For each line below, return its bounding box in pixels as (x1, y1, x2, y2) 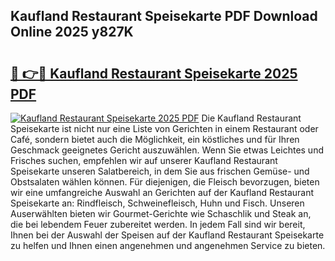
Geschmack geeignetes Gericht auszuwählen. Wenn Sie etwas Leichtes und (10, 144, 324, 156)
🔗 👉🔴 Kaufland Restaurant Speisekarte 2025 (10, 65, 298, 82)
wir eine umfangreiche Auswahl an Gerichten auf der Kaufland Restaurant (10, 187, 315, 198)
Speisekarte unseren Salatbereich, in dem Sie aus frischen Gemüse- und (10, 165, 310, 177)
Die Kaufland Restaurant (201, 112, 302, 124)
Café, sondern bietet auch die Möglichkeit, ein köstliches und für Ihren (10, 134, 300, 145)
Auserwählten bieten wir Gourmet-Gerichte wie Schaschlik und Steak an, (10, 208, 312, 219)
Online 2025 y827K (10, 24, 134, 41)
